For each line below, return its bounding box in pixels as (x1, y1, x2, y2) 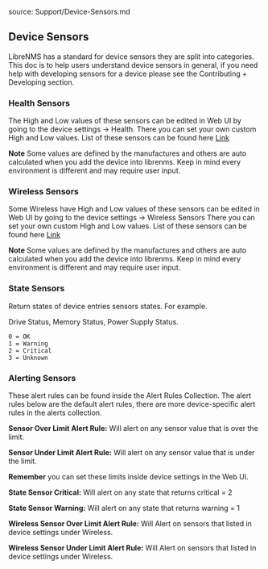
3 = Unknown (8, 354, 48, 362)
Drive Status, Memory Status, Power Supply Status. (8, 316, 179, 326)
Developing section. (8, 77, 75, 87)
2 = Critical (8, 346, 52, 354)
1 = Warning (8, 339, 48, 348)
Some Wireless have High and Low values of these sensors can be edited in (8, 204, 260, 214)
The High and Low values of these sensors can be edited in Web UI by (8, 116, 241, 126)
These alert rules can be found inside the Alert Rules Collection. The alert (8, 391, 252, 400)
